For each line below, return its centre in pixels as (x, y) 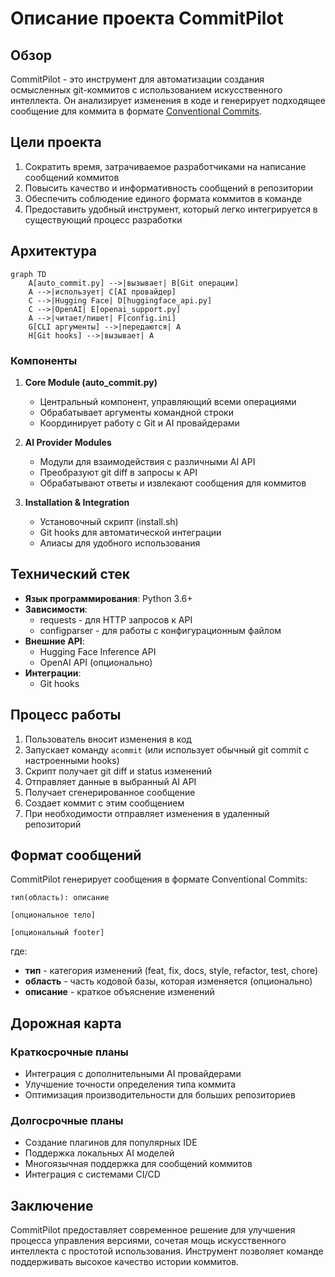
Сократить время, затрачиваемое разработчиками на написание (165, 166)
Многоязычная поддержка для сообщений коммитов (138, 1164)
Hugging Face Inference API (98, 651)
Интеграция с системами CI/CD (92, 1174)
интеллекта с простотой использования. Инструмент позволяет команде (167, 1251)
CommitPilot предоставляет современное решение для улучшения (153, 1230)
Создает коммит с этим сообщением (104, 803)
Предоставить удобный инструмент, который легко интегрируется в (171, 209)
